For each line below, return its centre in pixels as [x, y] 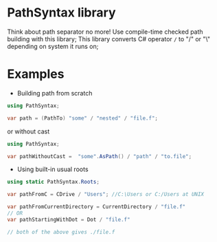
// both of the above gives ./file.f [61, 232]
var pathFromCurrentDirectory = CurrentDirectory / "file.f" [96, 207]
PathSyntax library [61, 13]
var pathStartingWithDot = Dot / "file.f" [69, 219]
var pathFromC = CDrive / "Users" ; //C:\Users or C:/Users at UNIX [106, 195]
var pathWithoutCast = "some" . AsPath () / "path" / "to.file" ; [100, 156]
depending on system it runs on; [53, 46]
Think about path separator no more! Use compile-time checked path [105, 32]
